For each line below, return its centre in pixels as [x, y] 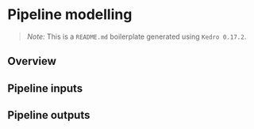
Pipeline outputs [49, 115]
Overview [32, 61]
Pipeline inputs [45, 88]
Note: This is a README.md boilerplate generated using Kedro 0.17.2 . [137, 36]
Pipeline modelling [70, 15]
